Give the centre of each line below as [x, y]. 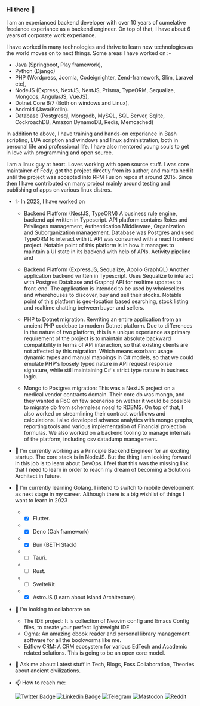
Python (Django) [35, 71]
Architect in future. [38, 476]
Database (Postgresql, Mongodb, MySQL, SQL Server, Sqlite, [90, 116]
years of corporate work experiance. [51, 35]
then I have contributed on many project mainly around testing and [88, 184]
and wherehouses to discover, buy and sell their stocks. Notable [103, 295]
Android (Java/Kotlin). [42, 110]
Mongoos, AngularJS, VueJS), [52, 97]
